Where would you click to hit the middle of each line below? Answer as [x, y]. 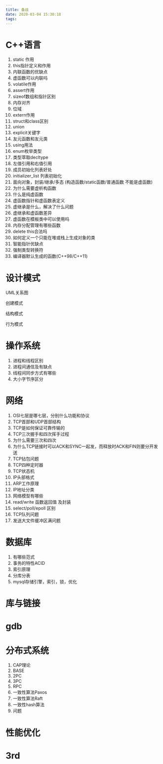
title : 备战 [17, 10]
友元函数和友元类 [30, 139]
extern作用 [24, 115]
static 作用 [23, 59]
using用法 [23, 145]
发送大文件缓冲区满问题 [37, 521]
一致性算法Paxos [30, 692]
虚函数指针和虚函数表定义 [39, 201]
